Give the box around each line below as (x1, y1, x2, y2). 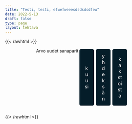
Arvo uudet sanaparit (36, 48, 79, 54)
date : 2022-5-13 (5, 12, 38, 17)
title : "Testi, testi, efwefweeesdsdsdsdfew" (5, 7, 99, 12)
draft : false (5, 16, 32, 21)
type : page (5, 20, 27, 26)
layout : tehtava (5, 25, 38, 30)
